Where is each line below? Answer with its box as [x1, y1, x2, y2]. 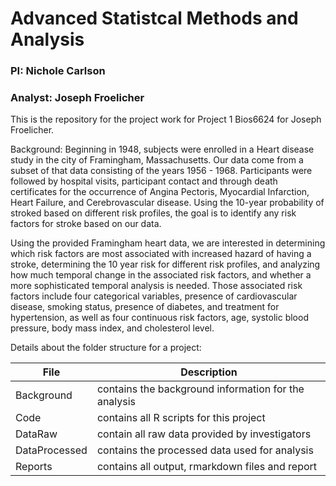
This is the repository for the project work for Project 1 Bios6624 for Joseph [10, 113, 322, 126]
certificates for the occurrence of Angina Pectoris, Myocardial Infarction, [10, 186, 310, 198]
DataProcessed [15, 443, 88, 457]
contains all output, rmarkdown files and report [96, 460, 318, 474]
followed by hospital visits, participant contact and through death [10, 175, 278, 187]
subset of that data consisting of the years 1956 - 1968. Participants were [10, 165, 313, 177]
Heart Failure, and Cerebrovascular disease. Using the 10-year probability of [10, 197, 325, 209]
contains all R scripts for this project [96, 411, 266, 425]
